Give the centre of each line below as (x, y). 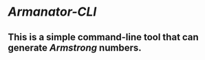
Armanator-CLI (52, 12)
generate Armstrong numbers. (75, 47)
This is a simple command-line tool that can (103, 37)
